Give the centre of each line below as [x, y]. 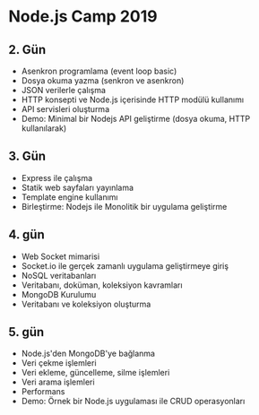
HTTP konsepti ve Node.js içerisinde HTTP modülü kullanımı [132, 99]
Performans [43, 392]
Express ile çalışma [57, 177]
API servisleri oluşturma [65, 109]
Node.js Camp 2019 [83, 17]
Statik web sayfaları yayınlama [78, 187]
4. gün [27, 235]
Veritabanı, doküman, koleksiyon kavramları [102, 285]
